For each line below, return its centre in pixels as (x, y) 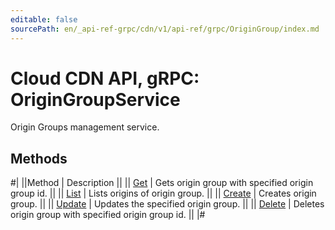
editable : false (44, 19)
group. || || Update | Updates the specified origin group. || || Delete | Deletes (167, 204)
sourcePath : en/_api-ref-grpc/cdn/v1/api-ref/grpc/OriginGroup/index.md (165, 29)
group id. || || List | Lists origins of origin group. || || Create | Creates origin (163, 193)
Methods (39, 158)
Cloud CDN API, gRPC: (105, 78)
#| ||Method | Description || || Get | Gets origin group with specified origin (162, 183)
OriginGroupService (95, 99)
